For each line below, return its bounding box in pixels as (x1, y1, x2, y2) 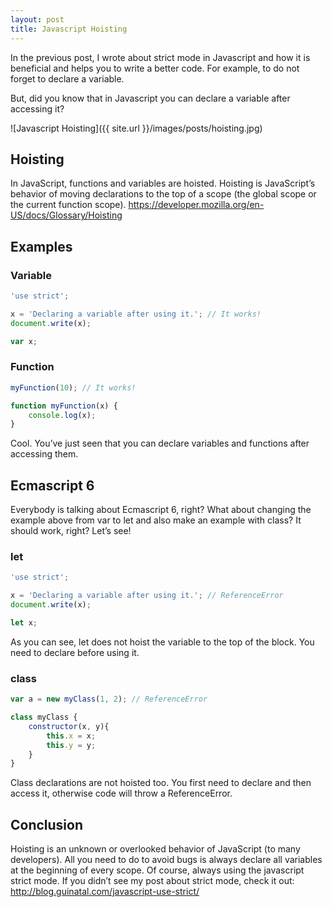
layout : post (10, 14, 65, 25)
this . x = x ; (46, 731, 97, 741)
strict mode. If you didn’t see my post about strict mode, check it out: (10, 875, 295, 887)
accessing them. (10, 448, 79, 460)
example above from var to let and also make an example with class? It (10, 514, 302, 526)
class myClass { (10, 712, 78, 723)
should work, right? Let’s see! (10, 525, 132, 537)
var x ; (10, 336, 38, 346)
